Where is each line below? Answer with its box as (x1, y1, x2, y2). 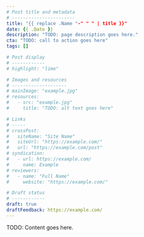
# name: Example (6, 162, 59, 168)
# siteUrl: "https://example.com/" (6, 139, 103, 145)
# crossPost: (6, 127, 40, 134)
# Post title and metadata (6, 9, 75, 15)
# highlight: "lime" (6, 66, 59, 72)
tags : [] (6, 43, 29, 50)
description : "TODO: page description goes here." (6, 32, 138, 38)
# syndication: (6, 151, 45, 157)
